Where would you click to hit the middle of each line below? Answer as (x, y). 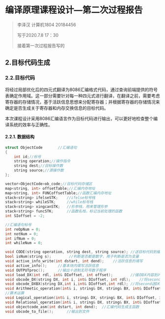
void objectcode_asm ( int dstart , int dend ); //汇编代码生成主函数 (72, 307)
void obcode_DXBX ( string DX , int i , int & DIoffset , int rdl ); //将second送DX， (84, 284)
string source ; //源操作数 (39, 170)
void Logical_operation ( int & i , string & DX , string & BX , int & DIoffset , (81, 298)
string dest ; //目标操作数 (39, 166)
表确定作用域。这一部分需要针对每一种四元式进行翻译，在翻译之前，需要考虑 (82, 96)
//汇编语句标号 (18, 224)
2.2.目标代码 (20, 78)
